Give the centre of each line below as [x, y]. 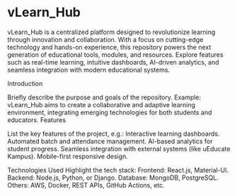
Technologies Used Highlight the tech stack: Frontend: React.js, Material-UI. [118, 170]
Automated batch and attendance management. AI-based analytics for [110, 141]
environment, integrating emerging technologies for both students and [110, 112]
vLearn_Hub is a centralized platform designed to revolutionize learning [111, 32]
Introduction [25, 83]
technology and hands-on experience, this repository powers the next [109, 47]
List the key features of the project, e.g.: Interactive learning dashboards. [114, 134]
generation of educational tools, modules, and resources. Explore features [116, 55]
